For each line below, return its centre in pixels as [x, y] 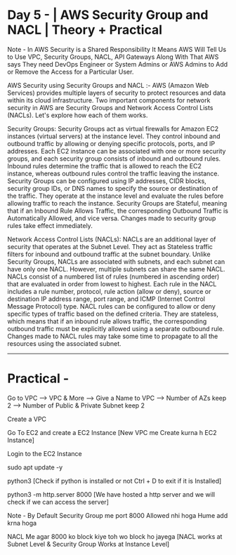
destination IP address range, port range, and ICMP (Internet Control [106, 299]
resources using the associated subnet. [64, 343]
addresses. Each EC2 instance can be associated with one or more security [117, 151]
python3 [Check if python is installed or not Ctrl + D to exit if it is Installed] [114, 481]
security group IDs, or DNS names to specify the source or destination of [113, 188]
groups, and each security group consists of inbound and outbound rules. [114, 159]
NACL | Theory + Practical [85, 30]
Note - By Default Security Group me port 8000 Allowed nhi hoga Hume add [118, 515]
